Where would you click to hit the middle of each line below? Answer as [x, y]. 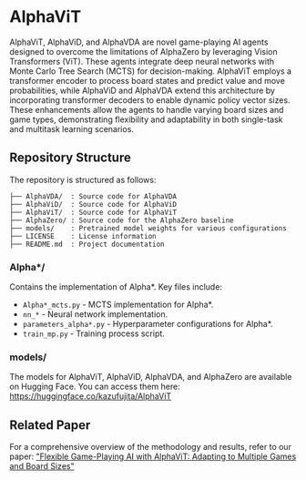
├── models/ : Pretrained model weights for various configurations [148, 228]
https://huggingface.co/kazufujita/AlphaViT [91, 396]
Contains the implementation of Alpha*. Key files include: [116, 287]
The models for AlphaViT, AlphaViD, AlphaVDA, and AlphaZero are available [151, 377]
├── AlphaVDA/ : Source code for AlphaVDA [93, 196]
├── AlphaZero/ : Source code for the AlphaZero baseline [122, 220]
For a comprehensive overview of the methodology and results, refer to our [150, 447]
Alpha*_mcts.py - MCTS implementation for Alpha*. [118, 305]
